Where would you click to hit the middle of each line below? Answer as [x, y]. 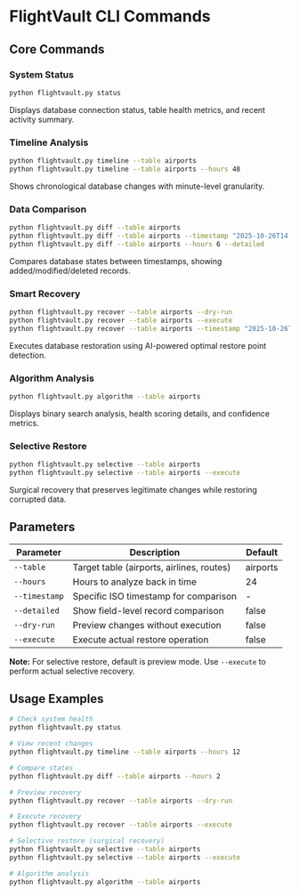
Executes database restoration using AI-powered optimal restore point [138, 345]
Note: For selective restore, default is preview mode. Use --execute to [138, 661]
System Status [41, 75]
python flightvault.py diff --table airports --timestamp [119, 236]
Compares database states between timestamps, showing [116, 261]
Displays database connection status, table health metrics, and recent [137, 109]
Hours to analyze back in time [135, 582]
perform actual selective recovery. [72, 671]
